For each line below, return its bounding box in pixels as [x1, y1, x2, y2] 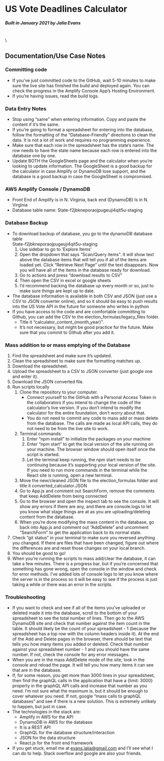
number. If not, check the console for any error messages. [12, 652, 130, 658]
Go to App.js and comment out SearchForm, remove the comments [19, 488, 155, 494]
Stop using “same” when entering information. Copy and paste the [12, 116, 146, 122]
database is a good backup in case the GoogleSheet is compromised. [12, 174, 153, 180]
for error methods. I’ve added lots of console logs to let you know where [12, 571, 158, 577]
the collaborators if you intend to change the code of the [26, 400, 141, 406]
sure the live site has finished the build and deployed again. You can [12, 82, 150, 89]
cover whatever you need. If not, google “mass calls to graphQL [12, 693, 141, 699]
